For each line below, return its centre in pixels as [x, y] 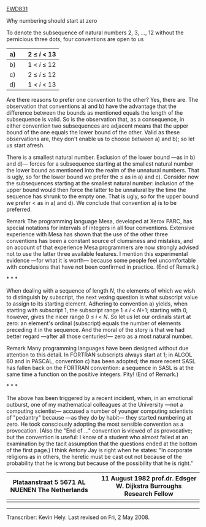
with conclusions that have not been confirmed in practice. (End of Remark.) [103, 267]
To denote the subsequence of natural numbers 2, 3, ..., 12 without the [95, 33]
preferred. [19, 209]
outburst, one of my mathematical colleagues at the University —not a [95, 405]
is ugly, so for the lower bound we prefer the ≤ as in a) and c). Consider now [103, 177]
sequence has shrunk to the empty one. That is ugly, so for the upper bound [103, 196]
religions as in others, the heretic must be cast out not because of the [94, 457]
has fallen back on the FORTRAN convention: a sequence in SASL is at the [100, 368]
